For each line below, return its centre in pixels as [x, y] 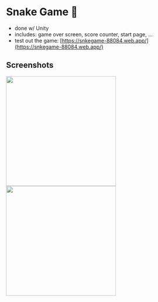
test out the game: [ [38, 40]
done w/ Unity [32, 28]
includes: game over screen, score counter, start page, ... [84, 34]
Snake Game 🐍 [42, 12]
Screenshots [30, 65]
